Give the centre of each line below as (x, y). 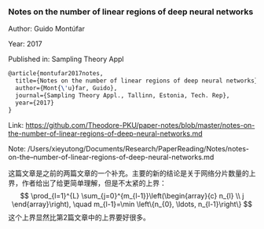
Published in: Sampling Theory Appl (66, 59)
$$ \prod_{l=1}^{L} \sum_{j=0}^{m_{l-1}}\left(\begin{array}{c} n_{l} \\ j (132, 195)
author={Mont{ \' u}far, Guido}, (66, 89)
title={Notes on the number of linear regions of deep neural (119, 81)
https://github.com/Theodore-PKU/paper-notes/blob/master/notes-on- (140, 125)
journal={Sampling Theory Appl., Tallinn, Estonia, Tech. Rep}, (123, 95)
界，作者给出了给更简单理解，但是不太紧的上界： (87, 183)
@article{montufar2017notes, (56, 74)
